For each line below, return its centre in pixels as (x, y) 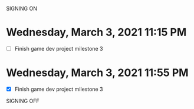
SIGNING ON (22, 9)
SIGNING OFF (23, 101)
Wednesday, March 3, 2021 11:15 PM (96, 32)
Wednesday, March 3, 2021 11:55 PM (97, 73)
